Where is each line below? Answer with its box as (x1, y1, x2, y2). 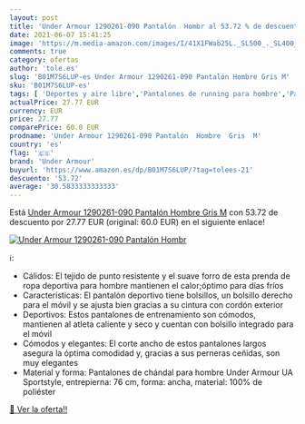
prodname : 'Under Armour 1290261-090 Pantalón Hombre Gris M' (9, 132, 261, 141)
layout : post (9, 13, 59, 23)
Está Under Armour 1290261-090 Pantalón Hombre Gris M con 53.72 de (9, 207, 279, 218)
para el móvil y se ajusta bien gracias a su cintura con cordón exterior (22, 300, 284, 311)
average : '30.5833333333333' (9, 182, 120, 192)
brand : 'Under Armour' (9, 156, 95, 166)
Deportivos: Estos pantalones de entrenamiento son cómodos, (22, 310, 257, 320)
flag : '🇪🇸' (9, 148, 54, 157)
